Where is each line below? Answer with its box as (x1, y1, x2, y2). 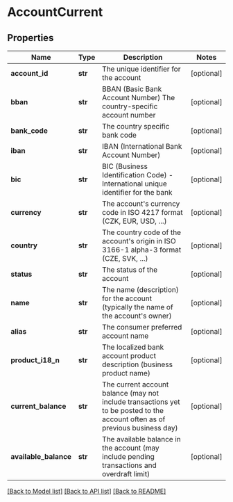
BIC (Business (101, 161, 148, 171)
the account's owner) (101, 311, 172, 321)
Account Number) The (101, 93, 175, 102)
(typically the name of (101, 302, 173, 311)
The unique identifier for (101, 64, 181, 74)
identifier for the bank (101, 188, 173, 197)
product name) (101, 369, 150, 378)
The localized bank (101, 342, 164, 352)
